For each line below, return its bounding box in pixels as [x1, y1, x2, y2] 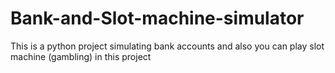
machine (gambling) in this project [10, 50, 152, 62]
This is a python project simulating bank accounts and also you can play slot [10, 40, 325, 52]
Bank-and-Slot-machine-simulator [10, 7, 305, 30]
